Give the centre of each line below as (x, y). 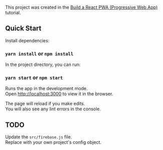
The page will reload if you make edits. (45, 104)
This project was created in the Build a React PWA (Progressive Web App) (81, 7)
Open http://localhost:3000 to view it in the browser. (59, 94)
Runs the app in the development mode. (46, 89)
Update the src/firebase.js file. (39, 137)
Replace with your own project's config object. (53, 142)
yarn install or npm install (39, 53)
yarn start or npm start (34, 78)
